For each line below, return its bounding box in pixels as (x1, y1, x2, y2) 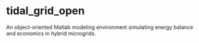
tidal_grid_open (6, 4, 85, 18)
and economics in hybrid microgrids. (6, 29, 97, 37)
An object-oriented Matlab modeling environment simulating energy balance (6, 24, 194, 31)
